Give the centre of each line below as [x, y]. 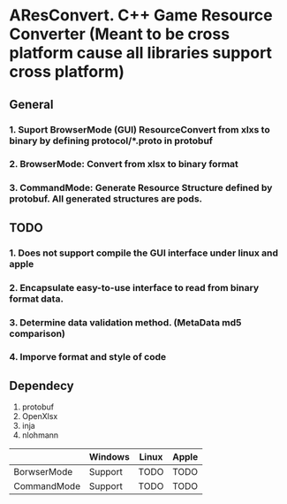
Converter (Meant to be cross [120, 34]
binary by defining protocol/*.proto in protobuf [111, 141]
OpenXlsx [40, 416]
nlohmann [40, 435]
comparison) [38, 333]
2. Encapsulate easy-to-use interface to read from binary [134, 287]
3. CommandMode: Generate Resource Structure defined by [141, 188]
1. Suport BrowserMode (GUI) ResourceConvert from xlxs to [140, 129]
